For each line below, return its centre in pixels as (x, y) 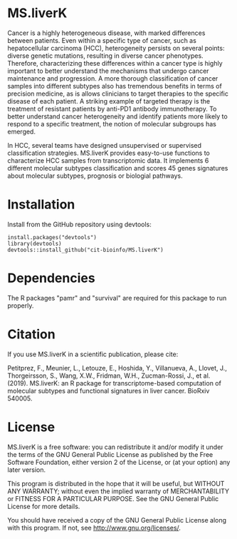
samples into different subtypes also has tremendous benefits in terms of (115, 86)
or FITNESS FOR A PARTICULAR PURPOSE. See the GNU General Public (113, 498)
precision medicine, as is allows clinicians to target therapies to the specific (118, 94)
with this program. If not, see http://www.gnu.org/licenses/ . (94, 528)
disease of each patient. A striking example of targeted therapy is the (109, 101)
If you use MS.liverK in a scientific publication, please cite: (93, 354)
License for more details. (44, 506)
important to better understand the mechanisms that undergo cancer (108, 71)
